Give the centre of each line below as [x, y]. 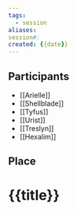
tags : [17, 15]
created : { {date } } [38, 45]
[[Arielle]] [35, 95]
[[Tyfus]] [34, 111]
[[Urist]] [32, 120]
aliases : [22, 30]
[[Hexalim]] [38, 136]
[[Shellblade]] [42, 103]
